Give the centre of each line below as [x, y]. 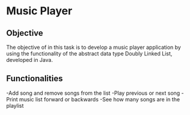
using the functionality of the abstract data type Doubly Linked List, [89, 54]
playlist [15, 105]
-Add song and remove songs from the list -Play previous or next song [93, 93]
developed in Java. [30, 60]
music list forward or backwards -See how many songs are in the [99, 99]
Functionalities [34, 79]
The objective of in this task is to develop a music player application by [94, 47]
